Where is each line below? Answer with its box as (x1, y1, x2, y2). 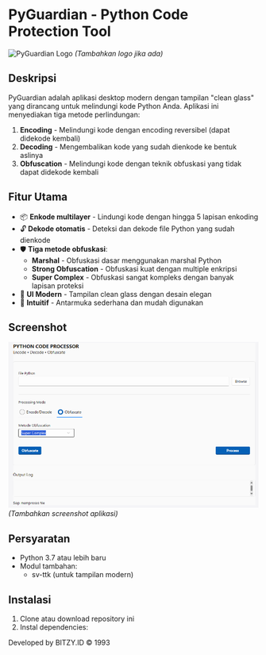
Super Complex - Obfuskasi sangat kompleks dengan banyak (31, 272, 234, 282)
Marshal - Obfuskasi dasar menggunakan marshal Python (31, 256, 222, 265)
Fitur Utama (8, 191, 68, 204)
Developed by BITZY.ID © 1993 (8, 638, 110, 648)
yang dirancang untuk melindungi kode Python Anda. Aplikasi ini (8, 101, 219, 110)
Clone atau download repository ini (19, 614, 135, 624)
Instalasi (8, 593, 52, 607)
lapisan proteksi (31, 280, 84, 291)
